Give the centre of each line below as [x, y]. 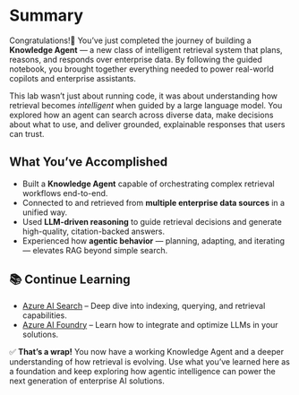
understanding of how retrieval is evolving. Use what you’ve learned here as [150, 361]
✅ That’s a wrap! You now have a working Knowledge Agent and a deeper [147, 351]
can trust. [27, 133]
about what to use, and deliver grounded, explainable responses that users [147, 124]
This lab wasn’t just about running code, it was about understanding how [143, 96]
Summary [46, 16]
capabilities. [44, 315]
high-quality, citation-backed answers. [94, 231]
